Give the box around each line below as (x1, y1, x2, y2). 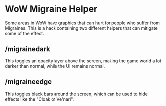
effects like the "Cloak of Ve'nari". (5, 96, 74, 102)
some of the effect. (5, 30, 44, 36)
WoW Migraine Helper (5, 3, 98, 15)
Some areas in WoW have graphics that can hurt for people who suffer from (5, 20, 160, 26)
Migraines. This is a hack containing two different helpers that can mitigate (5, 25, 158, 31)
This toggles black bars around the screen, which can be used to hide (5, 91, 148, 97)
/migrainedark (5, 45, 51, 53)
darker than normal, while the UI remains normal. (5, 63, 105, 69)
